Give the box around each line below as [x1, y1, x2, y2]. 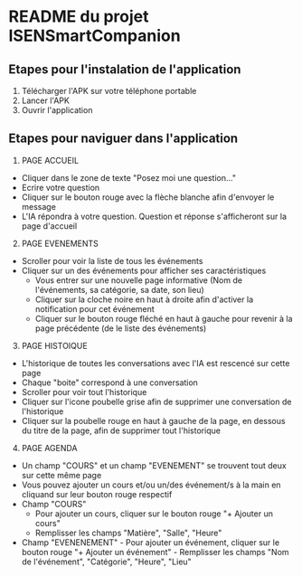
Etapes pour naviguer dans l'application [8, 131, 239, 146]
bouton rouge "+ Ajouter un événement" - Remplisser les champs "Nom [21, 546, 290, 557]
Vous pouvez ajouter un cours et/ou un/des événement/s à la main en [21, 479, 281, 490]
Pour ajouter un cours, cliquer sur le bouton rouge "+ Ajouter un [34, 508, 273, 519]
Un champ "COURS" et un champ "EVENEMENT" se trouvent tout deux [21, 459, 287, 471]
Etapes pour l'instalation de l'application [8, 61, 241, 77]
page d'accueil [21, 220, 78, 231]
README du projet [8, 6, 150, 27]
